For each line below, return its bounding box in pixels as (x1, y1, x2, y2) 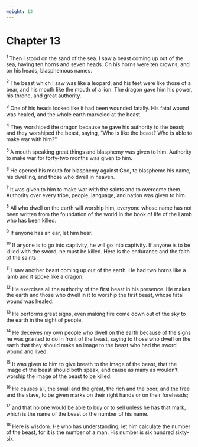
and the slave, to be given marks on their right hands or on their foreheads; (6, 391, 189, 399)
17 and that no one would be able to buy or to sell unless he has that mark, (6, 403, 186, 411)
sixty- (175, 429, 189, 436)
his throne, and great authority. (6, 92, 82, 99)
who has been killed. (6, 217, 57, 224)
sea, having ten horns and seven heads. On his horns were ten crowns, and (6, 61, 190, 68)
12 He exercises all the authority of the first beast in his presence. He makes (6, 284, 191, 292)
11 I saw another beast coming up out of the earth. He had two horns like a (6, 266, 186, 273)
